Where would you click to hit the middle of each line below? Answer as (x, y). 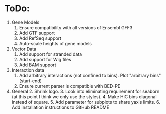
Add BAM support (38, 65)
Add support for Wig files (45, 59)
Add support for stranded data (51, 54)
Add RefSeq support (40, 38)
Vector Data (24, 49)
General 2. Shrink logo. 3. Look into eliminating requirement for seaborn (86, 91)
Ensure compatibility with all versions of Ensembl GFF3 (76, 27)
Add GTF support (37, 33)
